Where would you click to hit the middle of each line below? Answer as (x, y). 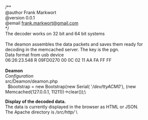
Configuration (19, 76)
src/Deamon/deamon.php (32, 81)
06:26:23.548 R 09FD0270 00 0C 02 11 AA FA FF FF (58, 60)
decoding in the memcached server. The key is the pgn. (62, 50)
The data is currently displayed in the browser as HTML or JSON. (72, 107)
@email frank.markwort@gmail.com (42, 23)
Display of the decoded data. (36, 101)
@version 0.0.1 (20, 18)
